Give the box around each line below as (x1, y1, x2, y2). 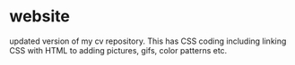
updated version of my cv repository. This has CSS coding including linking (9, 36, 287, 46)
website (9, 6, 70, 27)
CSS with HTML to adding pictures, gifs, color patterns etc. (9, 45, 228, 55)
